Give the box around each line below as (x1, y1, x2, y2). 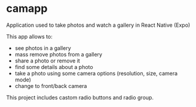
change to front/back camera (14, 82, 87, 89)
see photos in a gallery (14, 44, 72, 52)
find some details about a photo (14, 63, 94, 70)
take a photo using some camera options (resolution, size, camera (14, 70, 178, 77)
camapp (6, 2, 48, 15)
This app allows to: (6, 33, 53, 40)
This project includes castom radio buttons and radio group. (6, 94, 154, 101)
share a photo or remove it (14, 57, 81, 64)
